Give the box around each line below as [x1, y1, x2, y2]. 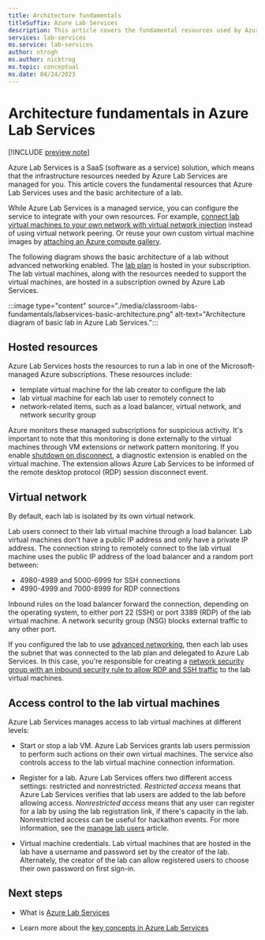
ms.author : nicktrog [8, 56, 77, 64]
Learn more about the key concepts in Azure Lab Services [19, 923, 209, 932]
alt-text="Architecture [174, 309, 246, 318]
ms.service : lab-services [8, 41, 93, 49]
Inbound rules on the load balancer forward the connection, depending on [8, 600, 249, 609]
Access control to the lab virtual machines [8, 696, 220, 709]
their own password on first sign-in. [19, 864, 136, 873]
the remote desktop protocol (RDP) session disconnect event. [8, 468, 209, 477]
